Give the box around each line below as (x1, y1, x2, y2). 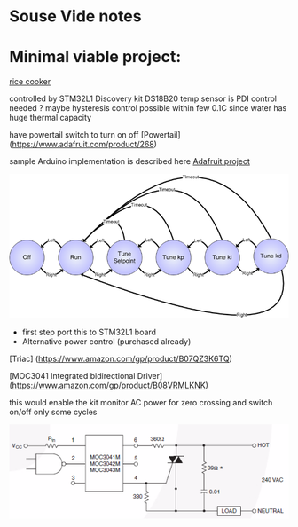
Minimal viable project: (9, 47, 182, 67)
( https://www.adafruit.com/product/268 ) (9, 139, 158, 150)
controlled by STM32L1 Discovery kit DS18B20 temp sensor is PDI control (9, 93, 278, 104)
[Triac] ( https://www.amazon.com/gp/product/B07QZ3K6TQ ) (9, 353, 232, 364)
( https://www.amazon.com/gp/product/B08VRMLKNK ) (9, 380, 208, 390)
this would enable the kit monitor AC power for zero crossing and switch (9, 397, 273, 407)
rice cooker (9, 76, 51, 87)
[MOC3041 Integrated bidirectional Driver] (9, 370, 163, 381)
